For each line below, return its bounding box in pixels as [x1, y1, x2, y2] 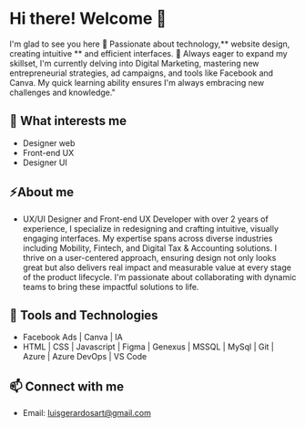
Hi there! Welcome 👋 [9, 8, 167, 29]
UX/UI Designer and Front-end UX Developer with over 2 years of [22, 213, 269, 224]
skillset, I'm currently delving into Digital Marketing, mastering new [9, 57, 259, 68]
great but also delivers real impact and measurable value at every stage [22, 262, 291, 273]
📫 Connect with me [9, 379, 125, 394]
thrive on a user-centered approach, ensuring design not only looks [22, 252, 277, 263]
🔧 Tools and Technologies [9, 307, 158, 323]
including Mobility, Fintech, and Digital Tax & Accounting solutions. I [22, 242, 278, 254]
